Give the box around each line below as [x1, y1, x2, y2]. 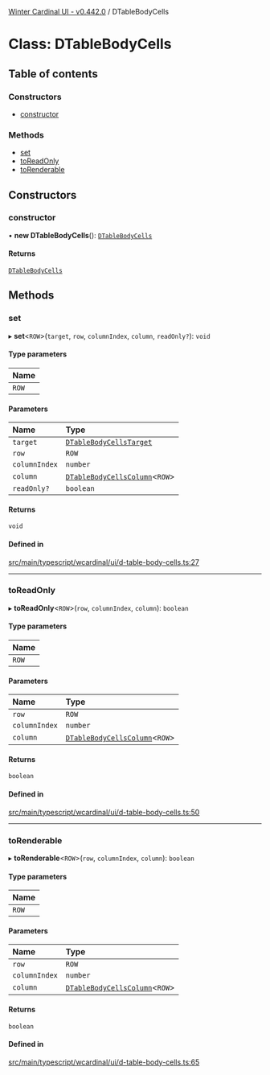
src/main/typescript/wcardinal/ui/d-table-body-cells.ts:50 [8, 807, 200, 817]
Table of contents [8, 67, 98, 80]
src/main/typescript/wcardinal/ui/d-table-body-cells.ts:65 [8, 1057, 200, 1067]
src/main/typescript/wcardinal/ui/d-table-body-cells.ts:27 [8, 557, 199, 566]
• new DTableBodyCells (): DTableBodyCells [8, 230, 153, 240]
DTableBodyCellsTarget [65, 438, 153, 447]
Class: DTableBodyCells [8, 35, 172, 53]
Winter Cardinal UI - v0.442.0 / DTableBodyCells [8, 7, 170, 16]
